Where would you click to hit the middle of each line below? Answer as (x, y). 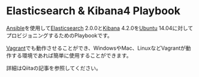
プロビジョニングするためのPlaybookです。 (59, 35)
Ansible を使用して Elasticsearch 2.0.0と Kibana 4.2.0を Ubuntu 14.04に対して (100, 28)
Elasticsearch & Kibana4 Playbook (94, 11)
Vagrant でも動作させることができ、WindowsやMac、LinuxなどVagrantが (96, 48)
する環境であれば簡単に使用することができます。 (71, 55)
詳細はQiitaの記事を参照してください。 (54, 68)
